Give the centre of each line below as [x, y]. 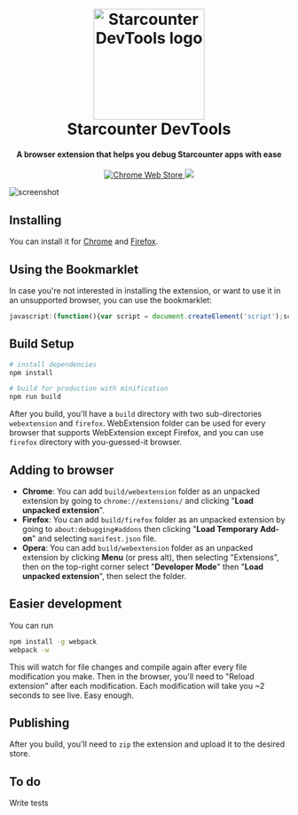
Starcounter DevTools [149, 129]
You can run [31, 625]
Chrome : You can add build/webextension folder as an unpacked [141, 491]
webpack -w [29, 650]
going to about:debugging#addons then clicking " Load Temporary [140, 529]
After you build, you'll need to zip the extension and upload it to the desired [147, 744]
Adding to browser [62, 470]
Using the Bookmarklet [74, 269]
